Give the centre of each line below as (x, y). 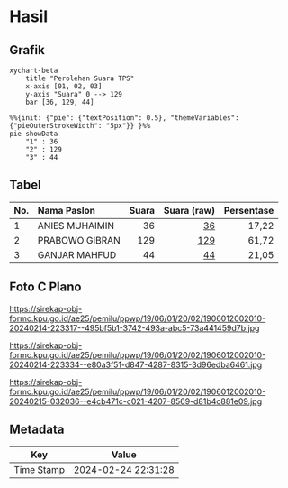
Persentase (249, 210)
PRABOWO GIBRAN (79, 240)
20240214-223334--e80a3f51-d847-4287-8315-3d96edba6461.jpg (136, 364)
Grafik (27, 50)
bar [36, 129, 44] (60, 102)
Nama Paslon (67, 210)
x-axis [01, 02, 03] (64, 87)
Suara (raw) (189, 210)
